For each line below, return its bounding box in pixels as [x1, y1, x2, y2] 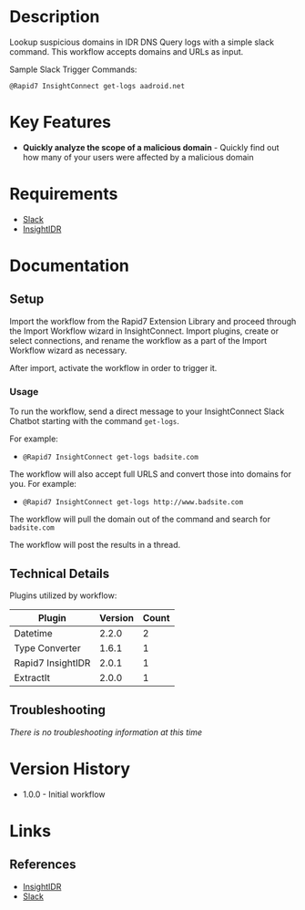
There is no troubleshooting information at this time [9, 727, 203, 738]
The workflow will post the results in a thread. [9, 540, 180, 551]
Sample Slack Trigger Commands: [9, 64, 137, 75]
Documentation [9, 255, 130, 275]
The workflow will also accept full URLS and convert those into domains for [9, 469, 291, 480]
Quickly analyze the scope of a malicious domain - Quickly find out [22, 141, 280, 152]
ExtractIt [14, 671, 51, 684]
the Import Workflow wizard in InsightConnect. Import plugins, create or [9, 326, 280, 336]
